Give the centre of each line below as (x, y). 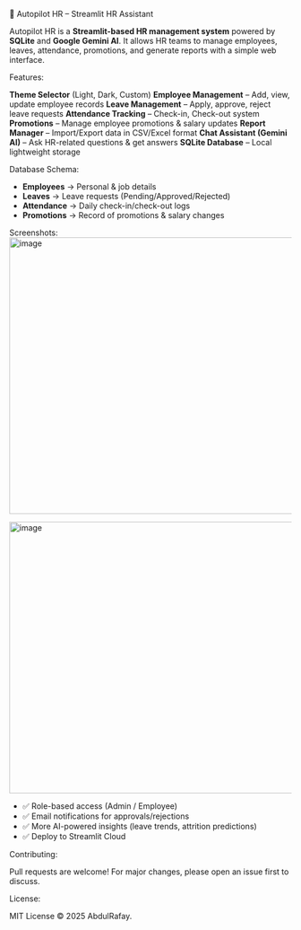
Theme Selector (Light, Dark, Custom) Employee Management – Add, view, (150, 95)
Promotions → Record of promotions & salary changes (123, 215)
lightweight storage (45, 152)
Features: (27, 77)
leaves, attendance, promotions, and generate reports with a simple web (143, 50)
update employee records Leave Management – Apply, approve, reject (140, 104)
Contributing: (34, 854)
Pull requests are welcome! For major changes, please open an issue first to (149, 872)
